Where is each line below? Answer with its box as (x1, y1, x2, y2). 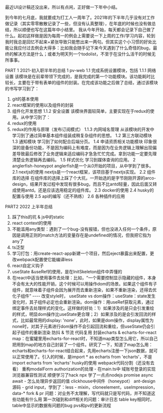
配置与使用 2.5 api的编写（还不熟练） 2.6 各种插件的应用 (12, 194, 125, 199)
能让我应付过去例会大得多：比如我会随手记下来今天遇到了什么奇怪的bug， (5, 45, 153, 51)
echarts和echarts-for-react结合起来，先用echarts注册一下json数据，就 (12, 348, 154, 354)
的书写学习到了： (5, 86, 39, 91)
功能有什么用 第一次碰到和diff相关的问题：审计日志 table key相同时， (16, 396, 154, 402)
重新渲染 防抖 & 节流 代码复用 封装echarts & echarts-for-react (33, 330, 157, 335)
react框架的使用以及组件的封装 (12, 102, 74, 108)
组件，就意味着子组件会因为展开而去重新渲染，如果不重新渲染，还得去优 (12, 287, 157, 293)
